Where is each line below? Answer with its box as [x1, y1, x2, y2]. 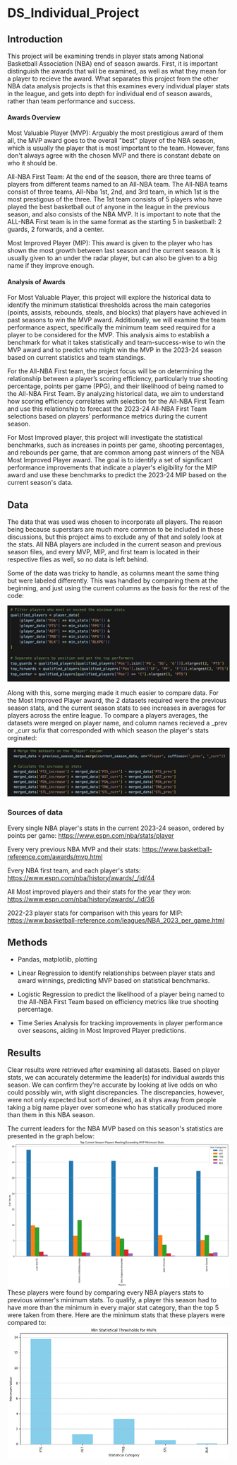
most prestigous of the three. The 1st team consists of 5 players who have [7, 195, 222, 204]
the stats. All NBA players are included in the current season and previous [7, 540, 222, 549]
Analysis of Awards [7, 277, 66, 286]
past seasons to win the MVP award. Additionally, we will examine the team [7, 316, 226, 325]
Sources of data [7, 807, 63, 817]
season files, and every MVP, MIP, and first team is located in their [7, 548, 200, 556]
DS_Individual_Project [7, 5, 140, 21]
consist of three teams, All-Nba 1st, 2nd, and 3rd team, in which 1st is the [7, 187, 220, 196]
